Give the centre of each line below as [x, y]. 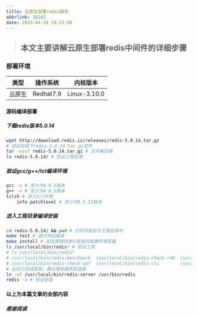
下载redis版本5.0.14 [30, 126]
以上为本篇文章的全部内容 [37, 294]
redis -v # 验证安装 [29, 280]
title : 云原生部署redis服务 [37, 11]
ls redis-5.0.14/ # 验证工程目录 [44, 157]
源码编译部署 [22, 111]
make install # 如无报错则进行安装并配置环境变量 [61, 242]
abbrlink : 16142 [26, 17]
